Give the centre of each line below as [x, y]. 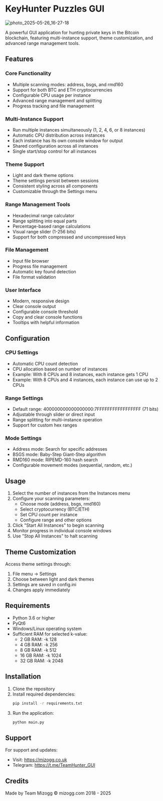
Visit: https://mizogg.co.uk [40, 760]
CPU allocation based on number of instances [60, 369]
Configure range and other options [56, 520]
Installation [23, 677]
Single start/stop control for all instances [54, 151]
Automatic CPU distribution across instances [59, 135]
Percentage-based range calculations [51, 226]
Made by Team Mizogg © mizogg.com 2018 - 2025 [58, 793]
